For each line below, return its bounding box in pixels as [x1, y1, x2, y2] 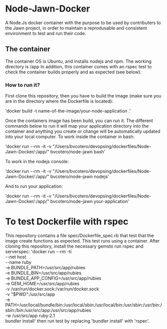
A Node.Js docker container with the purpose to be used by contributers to [5, 20, 161, 26]
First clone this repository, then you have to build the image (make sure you [5, 93, 161, 99]
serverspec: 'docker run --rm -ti [5, 248, 72, 254]
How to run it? [5, 81, 40, 88]
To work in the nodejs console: [5, 159, 69, 165]
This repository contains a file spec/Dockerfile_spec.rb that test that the [5, 232, 154, 239]
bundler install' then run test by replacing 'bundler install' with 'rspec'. [5, 317, 150, 324]
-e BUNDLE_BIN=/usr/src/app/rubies [5, 270, 81, 276]
